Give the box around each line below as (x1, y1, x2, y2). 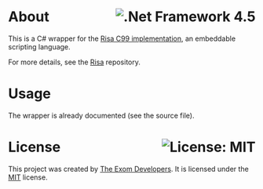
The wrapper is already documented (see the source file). (8, 111, 195, 120)
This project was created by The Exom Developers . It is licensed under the (8, 164, 249, 173)
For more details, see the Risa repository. (8, 57, 141, 67)
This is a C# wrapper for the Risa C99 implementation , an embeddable (8, 34, 236, 43)
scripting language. (8, 42, 71, 51)
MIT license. (8, 173, 49, 182)
